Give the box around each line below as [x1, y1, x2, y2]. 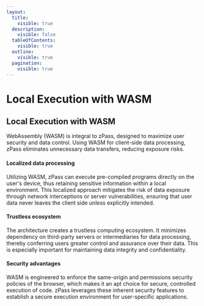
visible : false [17, 32, 56, 38]
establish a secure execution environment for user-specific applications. [6, 293, 188, 300]
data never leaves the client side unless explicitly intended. [6, 199, 155, 206]
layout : [6, 9, 26, 15]
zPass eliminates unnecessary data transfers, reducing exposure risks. [6, 145, 184, 153]
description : [12, 26, 45, 32]
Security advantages [6, 260, 61, 268]
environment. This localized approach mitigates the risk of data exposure [6, 186, 191, 193]
